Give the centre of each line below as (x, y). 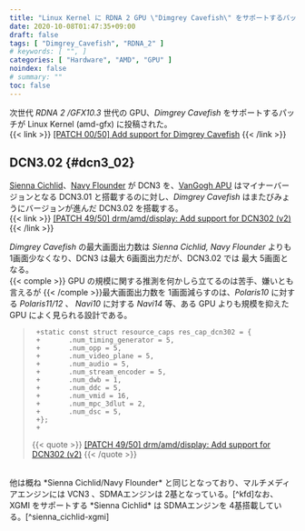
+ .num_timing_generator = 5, (105, 341)
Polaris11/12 (41, 304)
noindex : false (38, 69)
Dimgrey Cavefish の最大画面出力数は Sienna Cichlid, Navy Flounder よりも (151, 247)
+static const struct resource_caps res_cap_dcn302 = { (144, 333)
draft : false (34, 35)
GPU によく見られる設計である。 (71, 316)
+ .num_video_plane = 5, (95, 356)
